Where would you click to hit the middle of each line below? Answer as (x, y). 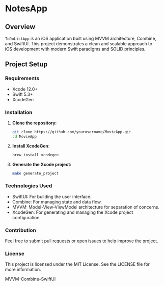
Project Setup (27, 64)
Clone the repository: (34, 123)
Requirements (22, 78)
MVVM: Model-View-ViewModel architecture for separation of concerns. (86, 207)
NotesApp (26, 9)
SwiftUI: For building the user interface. (52, 197)
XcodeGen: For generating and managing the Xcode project (73, 212)
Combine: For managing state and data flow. (57, 201)
